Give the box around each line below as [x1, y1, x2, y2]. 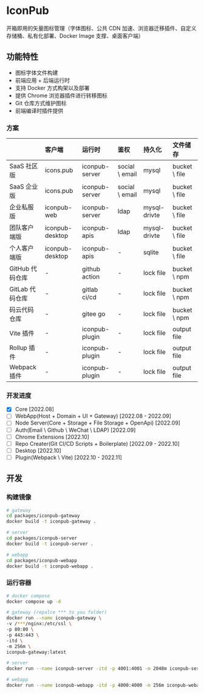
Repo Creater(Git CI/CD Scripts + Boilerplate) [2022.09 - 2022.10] [15, 440, 180, 447]
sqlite [143, 248, 159, 257]
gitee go [81, 310, 106, 318]
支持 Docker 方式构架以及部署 [15, 84, 90, 91]
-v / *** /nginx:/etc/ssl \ [6, 621, 72, 627]
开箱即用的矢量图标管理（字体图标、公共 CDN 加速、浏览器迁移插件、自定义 [6, 24, 197, 32]
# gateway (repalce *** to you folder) [6, 609, 107, 616]
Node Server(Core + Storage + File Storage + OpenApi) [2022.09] [15, 419, 181, 426]
